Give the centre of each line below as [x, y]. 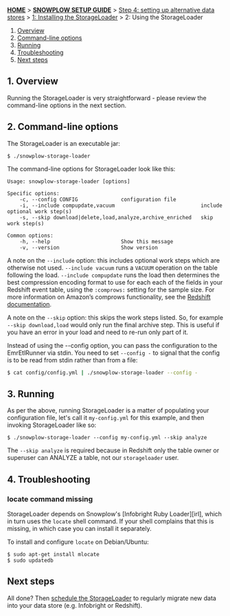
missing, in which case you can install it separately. [80, 528]
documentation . [30, 304]
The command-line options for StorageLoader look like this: [91, 168]
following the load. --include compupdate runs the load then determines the [114, 275]
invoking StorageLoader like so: [52, 425]
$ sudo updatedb [30, 560]
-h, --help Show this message [96, 241]
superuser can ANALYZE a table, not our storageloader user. [93, 458]
